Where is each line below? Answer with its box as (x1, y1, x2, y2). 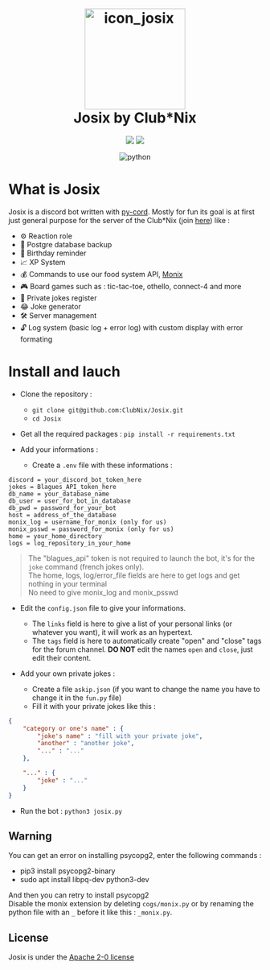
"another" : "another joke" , (37, 740, 135, 748)
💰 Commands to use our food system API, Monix (19, 269, 183, 279)
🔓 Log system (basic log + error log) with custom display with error (19, 322, 243, 332)
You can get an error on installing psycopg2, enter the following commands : (8, 851, 262, 860)
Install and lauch (8, 363, 121, 381)
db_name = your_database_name (8, 490, 110, 498)
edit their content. (31, 653, 92, 662)
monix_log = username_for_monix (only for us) (8, 518, 167, 526)
